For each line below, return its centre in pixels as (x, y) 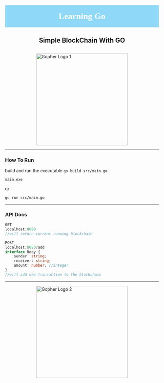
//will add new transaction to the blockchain (53, 275)
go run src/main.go (25, 198)
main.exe (14, 179)
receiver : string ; (32, 261)
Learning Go (82, 16)
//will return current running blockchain (49, 234)
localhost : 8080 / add (25, 247)
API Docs (16, 214)
